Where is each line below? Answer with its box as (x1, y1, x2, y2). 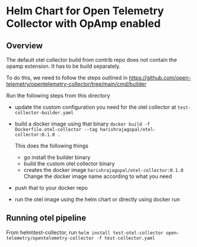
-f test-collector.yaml (96, 235, 155, 241)
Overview (6, 40, 43, 51)
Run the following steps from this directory (6, 92, 110, 99)
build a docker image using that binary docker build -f (14, 120, 150, 127)
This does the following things (14, 142, 89, 149)
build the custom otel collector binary (23, 160, 115, 167)
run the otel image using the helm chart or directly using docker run (14, 196, 180, 203)
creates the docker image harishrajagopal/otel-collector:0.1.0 (23, 167, 184, 173)
